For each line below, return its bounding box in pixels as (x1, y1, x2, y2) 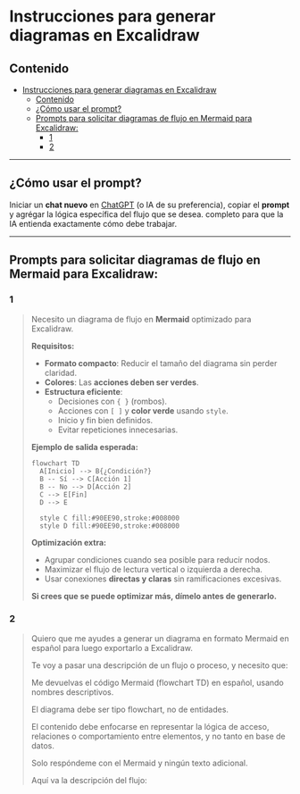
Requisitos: (30, 340, 75, 351)
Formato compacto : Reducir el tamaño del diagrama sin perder (44, 357, 278, 368)
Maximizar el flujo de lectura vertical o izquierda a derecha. (44, 564, 263, 574)
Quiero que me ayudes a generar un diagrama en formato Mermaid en (30, 632, 289, 644)
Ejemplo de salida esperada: (30, 441, 138, 452)
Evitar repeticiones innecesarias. (57, 424, 179, 435)
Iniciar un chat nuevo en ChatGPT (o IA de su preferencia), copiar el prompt (9, 199, 290, 210)
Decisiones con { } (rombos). (57, 396, 168, 406)
